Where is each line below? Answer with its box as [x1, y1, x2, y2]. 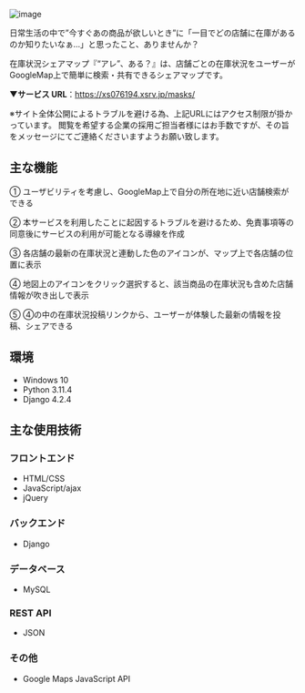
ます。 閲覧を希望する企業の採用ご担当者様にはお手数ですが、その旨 [33, 119, 290, 130]
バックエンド [9, 517, 66, 530]
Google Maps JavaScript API [22, 673, 131, 684]
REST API [9, 606, 52, 619]
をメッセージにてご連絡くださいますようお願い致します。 [9, 131, 225, 141]
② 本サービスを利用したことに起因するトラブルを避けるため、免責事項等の [9, 217, 294, 228]
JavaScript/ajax [22, 483, 82, 494]
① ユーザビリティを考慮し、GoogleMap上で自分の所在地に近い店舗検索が [9, 186, 290, 197]
